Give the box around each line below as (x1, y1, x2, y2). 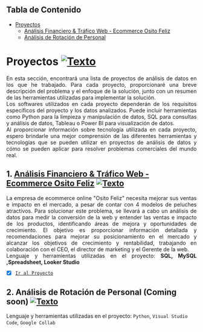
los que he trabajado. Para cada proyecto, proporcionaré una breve (6, 81, 197, 88)
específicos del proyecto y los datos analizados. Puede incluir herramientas (6, 107, 197, 114)
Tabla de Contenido (6, 5, 82, 15)
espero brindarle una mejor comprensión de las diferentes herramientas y (6, 132, 197, 139)
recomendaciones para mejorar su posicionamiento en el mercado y (6, 233, 197, 240)
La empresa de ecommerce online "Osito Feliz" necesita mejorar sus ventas (6, 194, 197, 201)
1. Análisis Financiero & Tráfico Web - (6, 169, 149, 180)
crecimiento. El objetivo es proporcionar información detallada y (6, 226, 197, 234)
